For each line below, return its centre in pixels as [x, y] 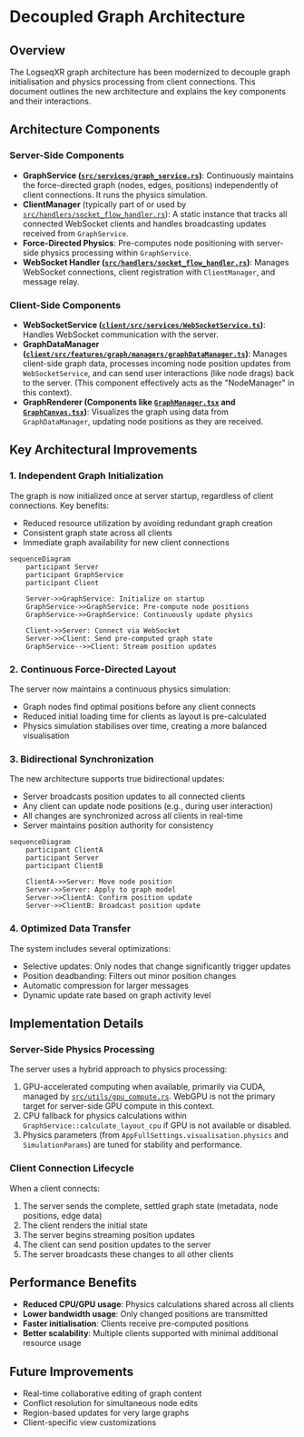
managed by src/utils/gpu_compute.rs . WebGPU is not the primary [149, 1096]
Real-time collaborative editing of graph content [112, 1393]
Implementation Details [77, 1023]
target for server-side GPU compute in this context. [118, 1106]
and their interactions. [50, 101]
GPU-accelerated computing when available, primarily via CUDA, [144, 1087]
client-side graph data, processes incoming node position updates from [157, 363]
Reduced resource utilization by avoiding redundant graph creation [147, 523]
